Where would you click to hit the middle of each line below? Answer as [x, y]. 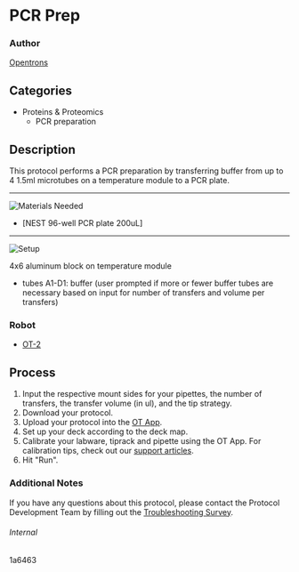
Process [32, 372]
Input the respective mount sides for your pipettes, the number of [142, 394]
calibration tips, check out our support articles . [108, 451]
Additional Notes [46, 483]
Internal [24, 532]
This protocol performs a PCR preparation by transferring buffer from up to [146, 171]
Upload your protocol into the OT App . [92, 423]
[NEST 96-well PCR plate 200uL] [82, 223]
